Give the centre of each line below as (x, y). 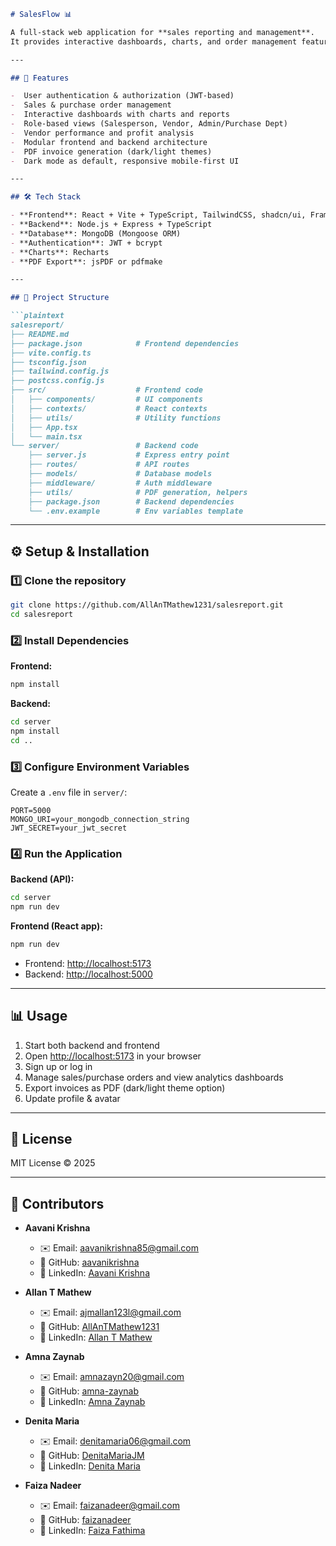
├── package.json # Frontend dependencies (125, 343)
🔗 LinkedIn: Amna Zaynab (92, 1402)
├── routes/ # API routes (109, 465)
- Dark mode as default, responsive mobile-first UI (125, 161)
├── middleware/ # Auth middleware (120, 483)
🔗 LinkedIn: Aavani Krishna (94, 1273)
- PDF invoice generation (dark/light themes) (111, 151)
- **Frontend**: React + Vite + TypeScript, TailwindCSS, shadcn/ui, (158, 215)
